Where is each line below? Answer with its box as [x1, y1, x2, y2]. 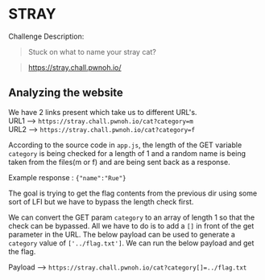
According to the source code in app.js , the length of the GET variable [8, 140, 242, 150]
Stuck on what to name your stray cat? [27, 47, 157, 56]
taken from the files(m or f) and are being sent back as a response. [8, 157, 231, 167]
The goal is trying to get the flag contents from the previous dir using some [8, 188, 258, 198]
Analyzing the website [8, 86, 123, 100]
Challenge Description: [8, 31, 85, 41]
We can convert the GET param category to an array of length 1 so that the [8, 212, 255, 222]
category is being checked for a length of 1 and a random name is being [8, 148, 246, 158]
